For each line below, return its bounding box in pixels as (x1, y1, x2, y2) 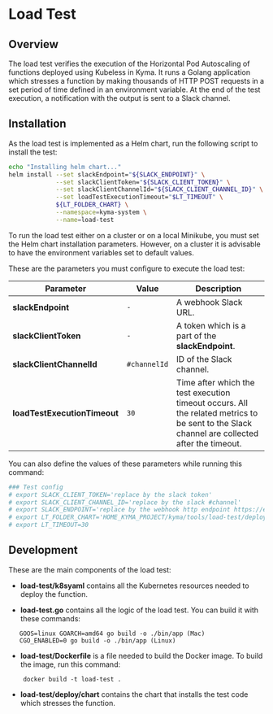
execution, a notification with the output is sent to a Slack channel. (8, 94, 231, 102)
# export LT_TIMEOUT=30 (8, 521, 89, 529)
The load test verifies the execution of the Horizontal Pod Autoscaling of (8, 59, 250, 68)
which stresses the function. (19, 698, 115, 707)
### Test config (8, 483, 63, 491)
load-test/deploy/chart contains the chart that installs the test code (19, 689, 249, 699)
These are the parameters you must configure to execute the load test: (8, 263, 245, 273)
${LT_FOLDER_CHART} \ (55, 201, 129, 209)
